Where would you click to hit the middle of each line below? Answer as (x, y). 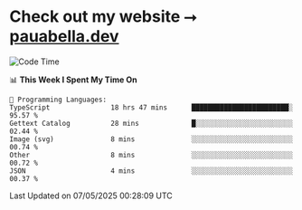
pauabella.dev (64, 37)
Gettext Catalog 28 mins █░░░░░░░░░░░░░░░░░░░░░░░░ (151, 123)
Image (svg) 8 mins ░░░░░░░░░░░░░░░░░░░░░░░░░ (151, 139)
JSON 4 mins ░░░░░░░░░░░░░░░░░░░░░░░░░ (151, 171)
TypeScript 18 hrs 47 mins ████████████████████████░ (151, 107)
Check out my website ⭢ (103, 17)
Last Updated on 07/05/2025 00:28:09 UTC (91, 196)
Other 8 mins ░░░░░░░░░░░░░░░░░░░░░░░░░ (151, 155)
